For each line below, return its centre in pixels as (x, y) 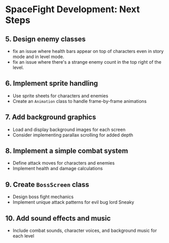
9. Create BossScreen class (47, 184)
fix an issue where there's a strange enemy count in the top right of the (87, 62)
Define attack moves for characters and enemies (64, 163)
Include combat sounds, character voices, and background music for (85, 231)
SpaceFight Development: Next (73, 9)
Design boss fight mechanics (43, 197)
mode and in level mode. (38, 57)
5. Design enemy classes (45, 39)
